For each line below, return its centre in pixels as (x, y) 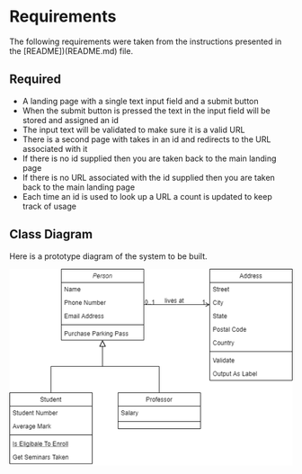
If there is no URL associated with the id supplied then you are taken (149, 177)
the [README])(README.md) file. (71, 50)
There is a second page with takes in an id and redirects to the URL (147, 139)
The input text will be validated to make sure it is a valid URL (133, 130)
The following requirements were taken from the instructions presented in (146, 41)
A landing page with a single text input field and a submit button (140, 101)
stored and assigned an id (70, 120)
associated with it (55, 148)
